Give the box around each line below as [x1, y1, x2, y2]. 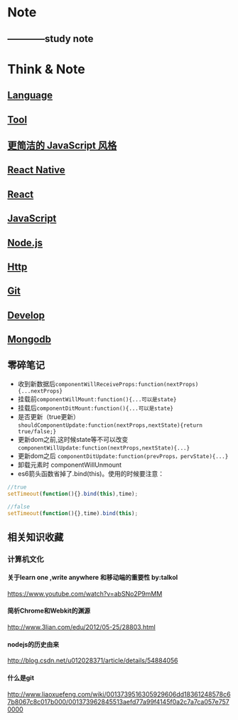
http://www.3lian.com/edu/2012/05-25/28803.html [7, 623, 156, 632]
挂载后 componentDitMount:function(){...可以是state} [17, 403, 174, 412]
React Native [7, 164, 65, 176]
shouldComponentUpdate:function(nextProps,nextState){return [17, 421, 203, 429]
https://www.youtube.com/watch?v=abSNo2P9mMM [7, 589, 163, 598]
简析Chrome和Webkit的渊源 [7, 606, 91, 615]
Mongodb [7, 334, 52, 346]
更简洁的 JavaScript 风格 [7, 139, 117, 152]
